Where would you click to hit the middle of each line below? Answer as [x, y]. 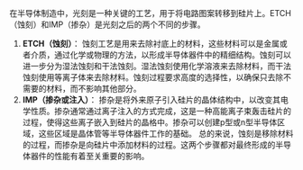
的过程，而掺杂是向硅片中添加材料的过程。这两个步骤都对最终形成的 [149, 145]
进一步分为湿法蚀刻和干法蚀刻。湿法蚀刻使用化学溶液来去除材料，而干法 [156, 66]
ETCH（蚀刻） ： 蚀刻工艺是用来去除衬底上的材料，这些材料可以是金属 [151, 44]
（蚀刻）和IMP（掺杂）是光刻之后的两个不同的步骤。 [107, 24]
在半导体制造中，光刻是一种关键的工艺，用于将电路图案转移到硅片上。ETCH [150, 13]
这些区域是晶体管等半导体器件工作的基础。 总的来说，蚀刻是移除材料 [166, 134]
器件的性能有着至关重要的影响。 [90, 156]
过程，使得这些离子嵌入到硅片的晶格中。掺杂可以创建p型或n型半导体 [150, 122]
